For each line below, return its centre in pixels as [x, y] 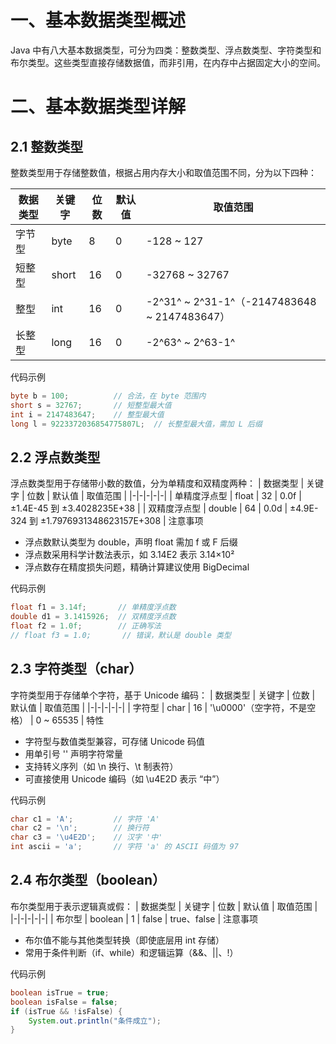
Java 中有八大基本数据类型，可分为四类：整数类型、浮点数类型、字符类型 [161, 50]
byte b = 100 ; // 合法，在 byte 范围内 [108, 396]
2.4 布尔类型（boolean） [88, 880]
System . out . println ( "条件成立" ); [95, 1021]
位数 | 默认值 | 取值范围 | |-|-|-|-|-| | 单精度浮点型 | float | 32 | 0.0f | [164, 496]
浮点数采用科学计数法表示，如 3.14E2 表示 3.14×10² [129, 555]
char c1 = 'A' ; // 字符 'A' [85, 819]
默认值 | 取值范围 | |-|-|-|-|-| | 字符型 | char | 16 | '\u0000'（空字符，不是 [159, 707]
